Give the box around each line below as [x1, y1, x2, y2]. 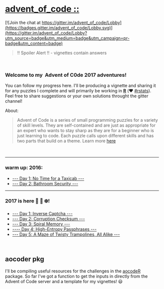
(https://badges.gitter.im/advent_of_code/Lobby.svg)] [5, 24, 113, 30]
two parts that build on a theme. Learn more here [17, 138, 116, 144]
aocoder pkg [5, 255, 44, 264]
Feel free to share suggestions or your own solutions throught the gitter [5, 93, 149, 99]
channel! [5, 98, 23, 104]
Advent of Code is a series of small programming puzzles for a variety [17, 117, 158, 123]
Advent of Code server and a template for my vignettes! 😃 [5, 278, 123, 284]
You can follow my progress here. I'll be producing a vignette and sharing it [5, 83, 156, 89]
